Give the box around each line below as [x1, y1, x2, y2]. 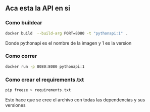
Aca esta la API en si [5, 4, 71, 13]
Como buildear [5, 19, 42, 26]
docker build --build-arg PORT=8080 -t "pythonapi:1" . [5, 30, 128, 36]
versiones [5, 102, 26, 108]
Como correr [5, 53, 37, 60]
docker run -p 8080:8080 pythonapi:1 [5, 64, 85, 69]
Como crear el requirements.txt [5, 76, 84, 83]
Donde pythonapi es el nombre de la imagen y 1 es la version [5, 40, 132, 46]
